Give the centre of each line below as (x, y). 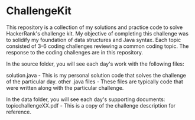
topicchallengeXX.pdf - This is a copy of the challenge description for (91, 105)
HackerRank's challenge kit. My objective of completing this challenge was (97, 33)
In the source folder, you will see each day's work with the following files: (95, 64)
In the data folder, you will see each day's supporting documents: (86, 99)
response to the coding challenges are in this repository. (75, 52)
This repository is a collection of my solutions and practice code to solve (95, 27)
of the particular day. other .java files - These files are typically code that (95, 82)
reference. (19, 112)
